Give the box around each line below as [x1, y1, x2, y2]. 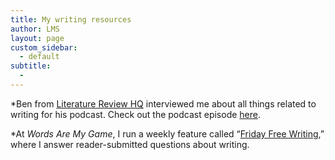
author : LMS [10, 24, 60, 34]
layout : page [10, 33, 65, 43]
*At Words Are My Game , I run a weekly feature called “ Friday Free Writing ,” [10, 127, 325, 140]
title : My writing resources [10, 14, 132, 25]
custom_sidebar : [10, 42, 78, 53]
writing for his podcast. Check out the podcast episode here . [10, 108, 262, 120]
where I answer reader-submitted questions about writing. [10, 138, 250, 150]
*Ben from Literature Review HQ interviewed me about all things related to [10, 97, 317, 110]
